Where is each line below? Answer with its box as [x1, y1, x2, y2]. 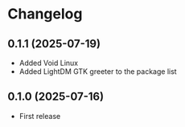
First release [18, 111, 61, 121]
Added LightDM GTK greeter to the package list [18, 67, 178, 76]
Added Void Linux [18, 58, 79, 68]
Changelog [7, 5, 83, 23]
